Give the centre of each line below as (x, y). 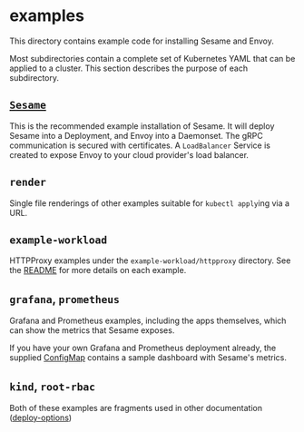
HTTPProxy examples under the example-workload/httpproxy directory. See (150, 260)
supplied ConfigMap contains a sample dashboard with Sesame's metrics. (148, 358)
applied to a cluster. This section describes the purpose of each (128, 68)
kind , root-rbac (53, 386)
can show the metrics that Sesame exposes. (92, 330)
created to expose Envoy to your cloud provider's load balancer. (129, 154)
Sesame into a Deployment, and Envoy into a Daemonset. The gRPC (136, 135)
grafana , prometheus (64, 299)
